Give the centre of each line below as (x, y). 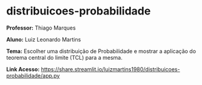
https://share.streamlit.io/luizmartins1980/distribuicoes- (110, 69)
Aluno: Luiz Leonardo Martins (44, 39)
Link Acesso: (23, 69)
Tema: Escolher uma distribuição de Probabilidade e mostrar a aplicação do (101, 51)
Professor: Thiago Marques (41, 28)
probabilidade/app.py (33, 75)
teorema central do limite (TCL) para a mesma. (64, 57)
